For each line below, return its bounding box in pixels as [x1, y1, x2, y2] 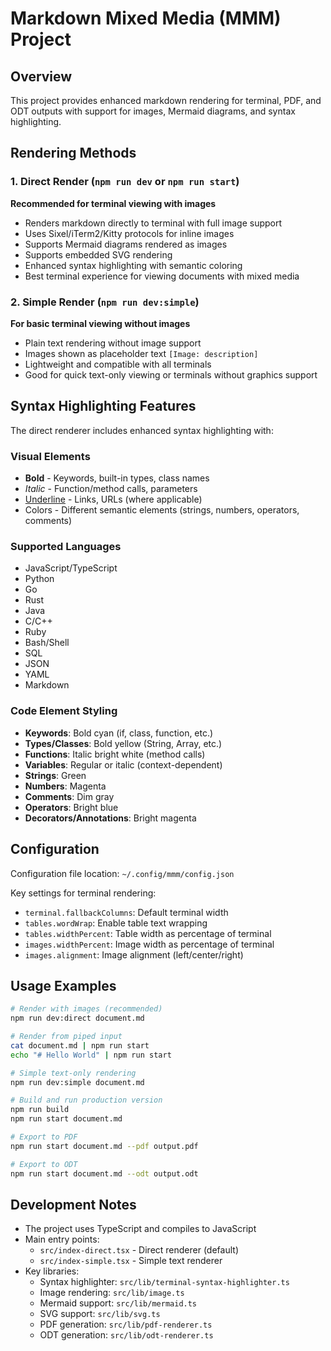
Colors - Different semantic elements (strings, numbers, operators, [24, 504, 300, 516]
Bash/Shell [24, 637, 70, 649]
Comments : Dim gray [24, 790, 115, 802]
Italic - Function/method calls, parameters [24, 483, 198, 495]
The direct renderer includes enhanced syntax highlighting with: [10, 424, 274, 436]
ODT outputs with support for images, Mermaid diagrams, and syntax [10, 105, 296, 117]
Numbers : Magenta [24, 780, 107, 792]
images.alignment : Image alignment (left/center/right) [24, 948, 244, 961]
